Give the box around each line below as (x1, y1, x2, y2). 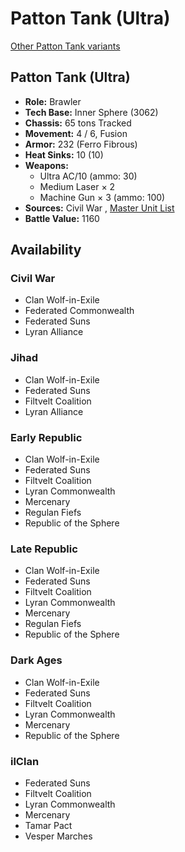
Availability (10, 242, 82, 259)
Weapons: (24, 159, 69, 171)
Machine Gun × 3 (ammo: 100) (39, 191, 166, 203)
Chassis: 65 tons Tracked (24, 117, 132, 129)
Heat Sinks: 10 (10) (24, 148, 104, 161)
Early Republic (10, 430, 83, 444)
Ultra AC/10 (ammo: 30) (39, 170, 138, 182)
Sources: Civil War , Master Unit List (24, 202, 175, 214)
